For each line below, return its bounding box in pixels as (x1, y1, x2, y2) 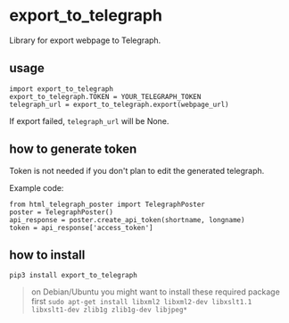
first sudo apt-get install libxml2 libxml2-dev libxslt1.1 (30, 296, 252, 307)
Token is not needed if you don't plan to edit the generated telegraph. (9, 165, 265, 176)
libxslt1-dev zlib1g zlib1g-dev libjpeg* (30, 305, 187, 315)
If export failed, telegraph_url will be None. (9, 115, 169, 126)
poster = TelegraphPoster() (9, 207, 114, 217)
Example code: (9, 182, 64, 193)
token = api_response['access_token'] (9, 223, 153, 232)
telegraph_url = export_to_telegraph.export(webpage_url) (9, 100, 229, 109)
